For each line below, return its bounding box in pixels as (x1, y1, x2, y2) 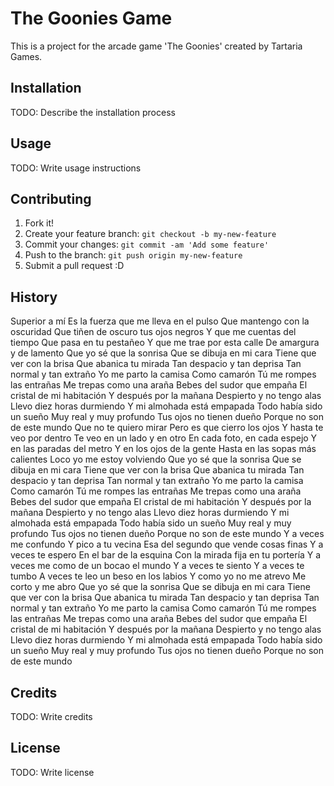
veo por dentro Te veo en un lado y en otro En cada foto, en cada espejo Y (10, 432, 318, 444)
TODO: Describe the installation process (10, 106, 176, 118)
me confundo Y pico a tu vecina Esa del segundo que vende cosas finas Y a (10, 538, 324, 551)
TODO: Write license (10, 766, 95, 778)
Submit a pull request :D (24, 260, 125, 272)
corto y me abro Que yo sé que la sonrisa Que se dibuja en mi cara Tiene (10, 581, 311, 593)
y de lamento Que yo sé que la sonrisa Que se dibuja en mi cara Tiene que (10, 347, 317, 359)
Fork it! (24, 217, 55, 229)
